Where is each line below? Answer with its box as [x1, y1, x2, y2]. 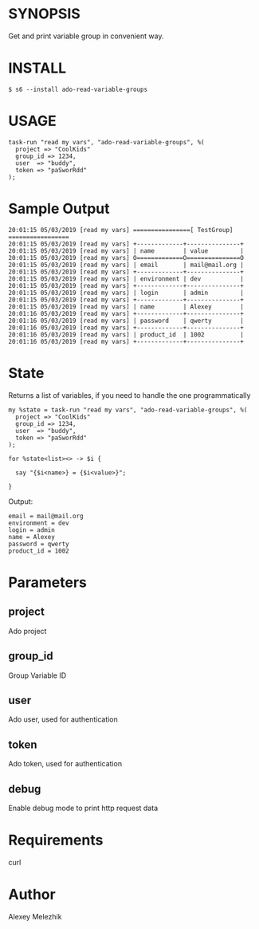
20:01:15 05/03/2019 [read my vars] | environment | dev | [8, 274, 245, 283]
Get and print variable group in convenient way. [8, 31, 164, 41]
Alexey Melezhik [8, 911, 62, 921]
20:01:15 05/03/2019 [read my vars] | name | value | [8, 246, 245, 255]
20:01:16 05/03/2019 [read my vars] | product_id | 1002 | [8, 330, 245, 339]
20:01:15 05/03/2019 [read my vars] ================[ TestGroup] [8, 226, 233, 234]
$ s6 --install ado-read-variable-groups [8, 85, 148, 93]
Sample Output [8, 200, 110, 218]
